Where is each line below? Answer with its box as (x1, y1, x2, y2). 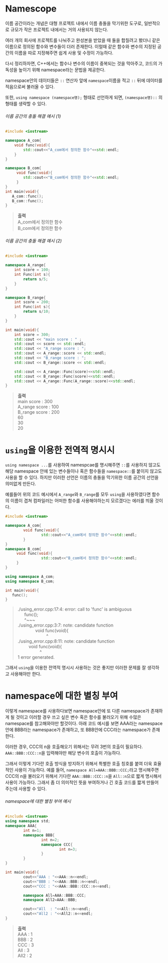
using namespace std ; (5, 819, 51, 824)
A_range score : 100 (17, 404, 59, 410)
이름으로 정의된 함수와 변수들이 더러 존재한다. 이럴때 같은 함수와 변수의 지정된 (5, 43, 156, 49)
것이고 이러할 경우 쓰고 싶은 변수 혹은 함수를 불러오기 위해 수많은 (16, 714, 141, 720)
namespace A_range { (5, 263, 46, 268)
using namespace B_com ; (5, 578, 55, 584)
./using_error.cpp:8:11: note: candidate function (17, 638, 115, 644)
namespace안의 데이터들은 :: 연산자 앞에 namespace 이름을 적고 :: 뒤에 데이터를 (5, 77, 163, 83)
